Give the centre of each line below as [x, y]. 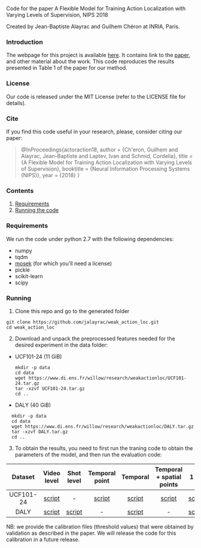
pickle [22, 270]
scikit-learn [29, 276]
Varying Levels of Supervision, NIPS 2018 [57, 15]
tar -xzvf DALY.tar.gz [40, 431]
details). [16, 103]
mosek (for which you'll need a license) [63, 263]
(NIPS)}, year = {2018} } [50, 175]
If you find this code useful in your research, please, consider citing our [94, 132]
